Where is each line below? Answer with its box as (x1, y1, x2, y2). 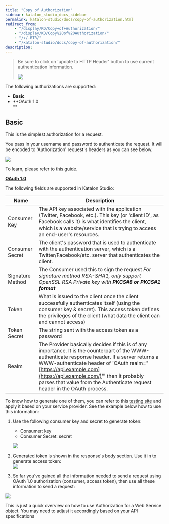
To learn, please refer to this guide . (5, 166, 78, 172)
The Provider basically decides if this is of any (38, 341, 147, 348)
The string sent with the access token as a (38, 327, 138, 334)
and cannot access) (38, 318, 86, 325)
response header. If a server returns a (69, 353, 159, 360)
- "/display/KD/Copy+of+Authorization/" (14, 26, 100, 31)
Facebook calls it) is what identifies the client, (38, 218, 146, 226)
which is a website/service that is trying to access (38, 224, 156, 232)
